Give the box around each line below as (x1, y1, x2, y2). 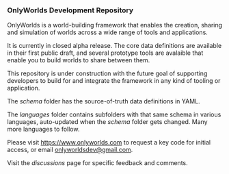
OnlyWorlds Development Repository (7, 5, 134, 15)
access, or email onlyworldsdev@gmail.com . (7, 146, 133, 154)
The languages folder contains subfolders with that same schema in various (7, 110, 221, 119)
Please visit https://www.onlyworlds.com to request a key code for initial (7, 138, 211, 147)
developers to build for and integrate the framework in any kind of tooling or (7, 77, 221, 85)
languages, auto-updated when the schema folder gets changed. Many (7, 118, 208, 126)
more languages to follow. (7, 125, 80, 134)
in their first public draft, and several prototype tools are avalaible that (7, 49, 204, 57)
